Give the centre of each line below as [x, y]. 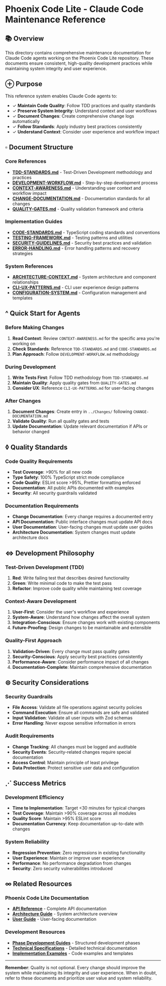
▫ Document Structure [39, 147]
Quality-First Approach [33, 641]
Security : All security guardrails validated [55, 493]
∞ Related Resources [39, 884]
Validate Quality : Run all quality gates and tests [61, 421]
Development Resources [35, 932]
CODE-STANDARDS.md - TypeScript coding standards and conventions [86, 232]
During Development [30, 367]
